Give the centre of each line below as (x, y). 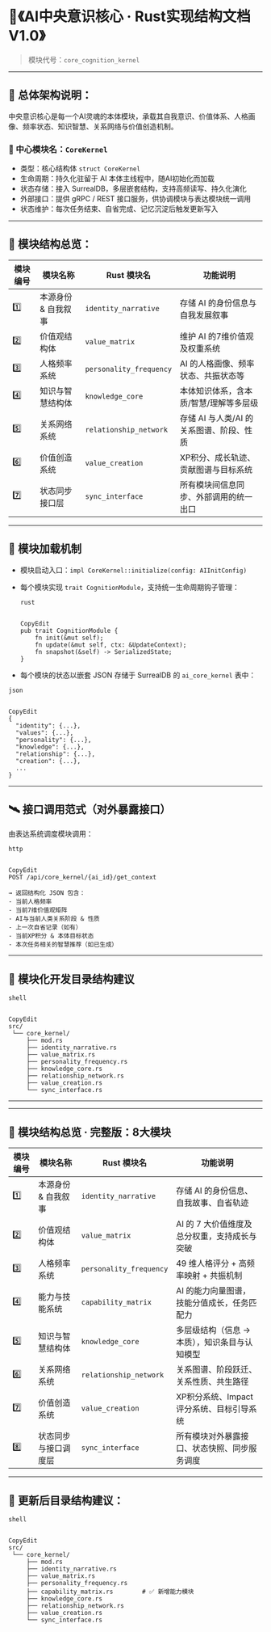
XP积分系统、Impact (215, 1397)
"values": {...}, (45, 732)
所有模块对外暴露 (208, 1436)
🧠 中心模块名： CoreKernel (58, 149)
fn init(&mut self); (69, 638)
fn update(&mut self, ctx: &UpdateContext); (111, 645)
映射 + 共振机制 (213, 1276)
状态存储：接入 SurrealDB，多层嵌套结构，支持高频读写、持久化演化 (133, 189)
